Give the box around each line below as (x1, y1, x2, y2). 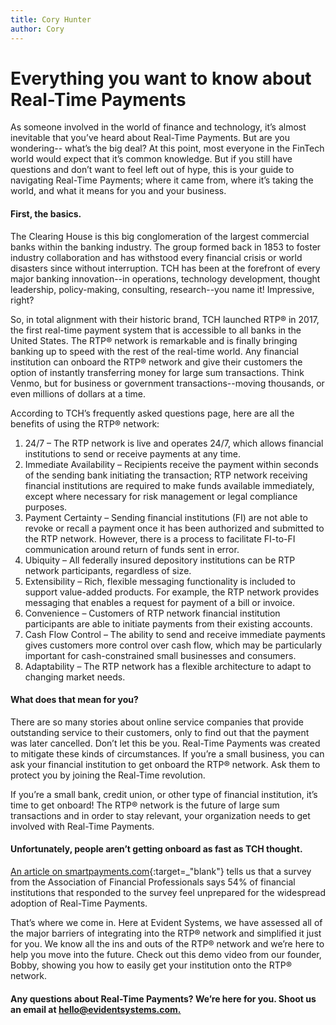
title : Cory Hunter (10, 14, 92, 25)
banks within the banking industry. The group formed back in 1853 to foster (10, 241, 322, 253)
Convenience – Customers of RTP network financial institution (24, 607, 281, 619)
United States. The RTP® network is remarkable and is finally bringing (10, 334, 298, 346)
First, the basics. (10, 208, 82, 220)
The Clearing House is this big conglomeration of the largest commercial (10, 230, 310, 242)
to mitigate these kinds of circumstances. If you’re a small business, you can (10, 747, 325, 760)
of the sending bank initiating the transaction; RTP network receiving (24, 469, 308, 481)
